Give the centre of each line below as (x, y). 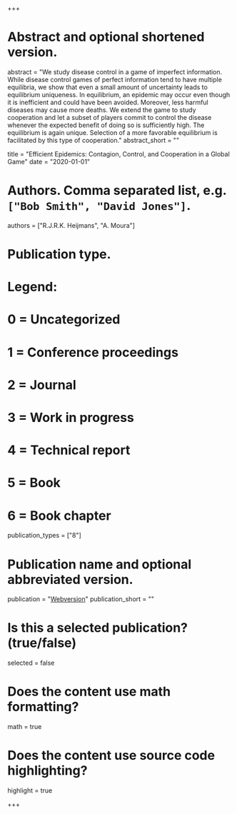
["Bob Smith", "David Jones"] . (99, 206)
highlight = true (30, 790)
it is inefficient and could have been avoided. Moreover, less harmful (108, 102)
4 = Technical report (69, 450)
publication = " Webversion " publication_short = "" (81, 599)
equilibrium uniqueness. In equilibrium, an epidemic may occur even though (119, 94)
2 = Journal (42, 385)
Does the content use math (89, 692)
